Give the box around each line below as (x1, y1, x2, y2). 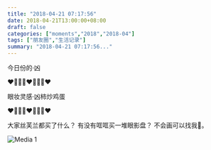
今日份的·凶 (7, 64, 41, 71)
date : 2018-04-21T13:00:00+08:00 (7, 17, 107, 24)
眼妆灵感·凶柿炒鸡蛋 (7, 93, 66, 100)
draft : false (7, 23, 46, 30)
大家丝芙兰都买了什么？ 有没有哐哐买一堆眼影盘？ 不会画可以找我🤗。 (7, 121, 208, 129)
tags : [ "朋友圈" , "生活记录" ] (7, 37, 87, 44)
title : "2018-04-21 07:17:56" (7, 10, 97, 18)
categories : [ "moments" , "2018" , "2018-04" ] (7, 30, 135, 37)
